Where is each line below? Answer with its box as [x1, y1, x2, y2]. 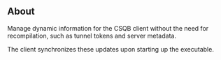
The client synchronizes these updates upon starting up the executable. [7, 45, 215, 53]
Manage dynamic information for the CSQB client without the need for [7, 24, 209, 32]
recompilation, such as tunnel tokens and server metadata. [7, 31, 177, 40]
